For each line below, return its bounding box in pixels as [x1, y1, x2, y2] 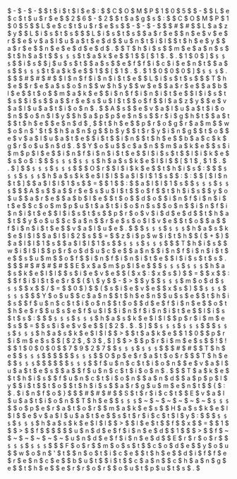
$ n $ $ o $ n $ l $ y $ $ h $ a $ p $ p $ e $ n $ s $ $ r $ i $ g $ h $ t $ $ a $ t [7, 111, 230, 120]
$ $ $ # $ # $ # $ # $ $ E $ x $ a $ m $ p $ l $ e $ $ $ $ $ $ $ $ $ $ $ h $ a [7, 262, 226, 269]
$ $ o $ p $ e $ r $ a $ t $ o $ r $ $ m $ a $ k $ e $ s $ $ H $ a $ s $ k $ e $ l [7, 404, 228, 412]
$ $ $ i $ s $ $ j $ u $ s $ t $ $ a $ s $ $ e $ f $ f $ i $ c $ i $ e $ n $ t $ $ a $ [7, 59, 228, 67]
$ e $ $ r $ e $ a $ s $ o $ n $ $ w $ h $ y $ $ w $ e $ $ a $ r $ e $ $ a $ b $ [7, 82, 228, 90]
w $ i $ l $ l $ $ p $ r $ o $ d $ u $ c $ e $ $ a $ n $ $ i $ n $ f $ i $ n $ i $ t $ [7, 247, 229, 255]
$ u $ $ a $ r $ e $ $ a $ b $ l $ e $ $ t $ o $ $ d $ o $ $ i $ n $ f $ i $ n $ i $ [7, 194, 227, 202]
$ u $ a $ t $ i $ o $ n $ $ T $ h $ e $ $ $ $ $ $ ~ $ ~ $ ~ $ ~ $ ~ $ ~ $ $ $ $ [7, 396, 229, 405]
